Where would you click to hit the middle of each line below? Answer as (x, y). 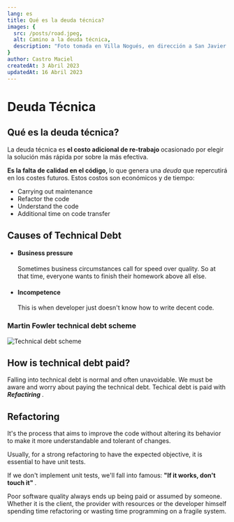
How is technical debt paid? (69, 363)
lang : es (20, 14)
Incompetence (39, 292)
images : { (22, 27)
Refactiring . (25, 395)
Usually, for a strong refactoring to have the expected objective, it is (105, 454)
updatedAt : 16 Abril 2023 (45, 72)
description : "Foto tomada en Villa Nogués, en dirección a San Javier (120, 46)
